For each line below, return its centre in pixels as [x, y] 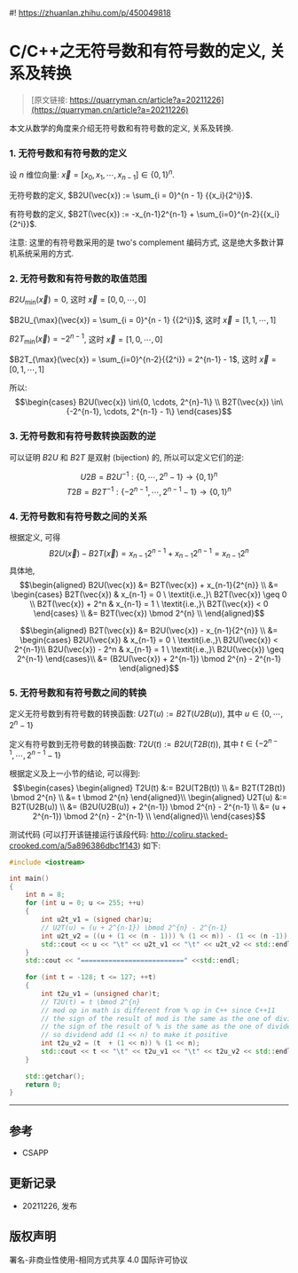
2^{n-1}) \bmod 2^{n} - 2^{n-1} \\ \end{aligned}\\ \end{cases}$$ [149, 816]
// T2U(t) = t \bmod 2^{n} [91, 1002]
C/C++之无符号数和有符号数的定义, [137, 51]
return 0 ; [43, 1084]
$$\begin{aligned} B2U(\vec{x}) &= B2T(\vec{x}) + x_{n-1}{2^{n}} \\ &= [149, 585]
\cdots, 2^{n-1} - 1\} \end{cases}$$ [168, 412]
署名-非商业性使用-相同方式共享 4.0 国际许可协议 [98, 1260]
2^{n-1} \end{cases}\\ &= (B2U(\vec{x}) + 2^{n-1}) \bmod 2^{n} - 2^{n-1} [149, 658]
